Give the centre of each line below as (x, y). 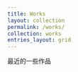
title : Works (27, 14)
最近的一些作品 (29, 61)
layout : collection (36, 20)
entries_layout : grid (39, 40)
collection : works (34, 34)
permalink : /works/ (36, 27)
